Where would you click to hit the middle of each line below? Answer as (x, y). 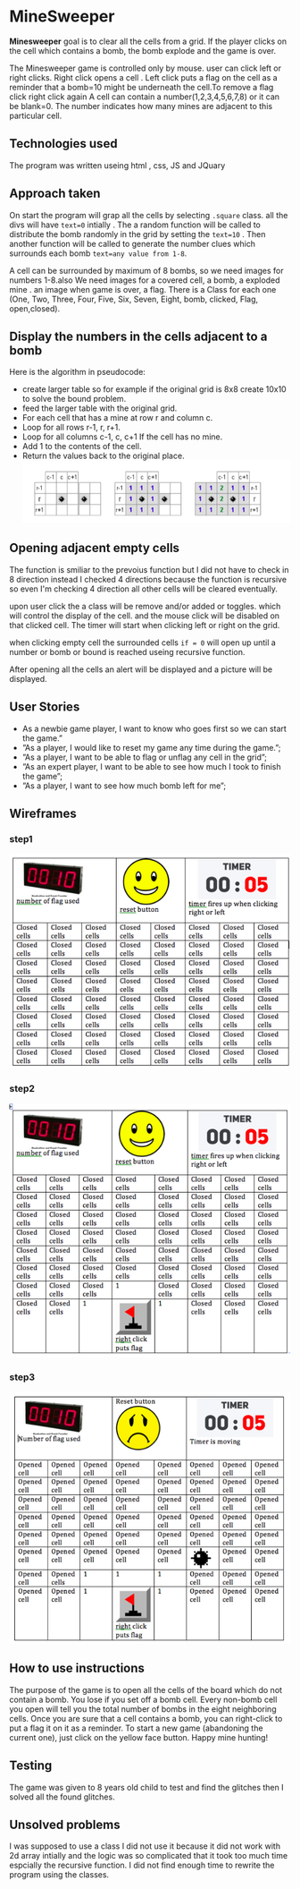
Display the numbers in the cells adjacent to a (138, 336)
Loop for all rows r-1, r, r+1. (71, 428)
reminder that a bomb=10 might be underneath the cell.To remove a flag (142, 87)
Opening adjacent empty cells (95, 548)
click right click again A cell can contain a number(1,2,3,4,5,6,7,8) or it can (144, 97)
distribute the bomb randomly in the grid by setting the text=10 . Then (137, 234)
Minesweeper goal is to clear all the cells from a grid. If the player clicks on (148, 41)
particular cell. (36, 115)
